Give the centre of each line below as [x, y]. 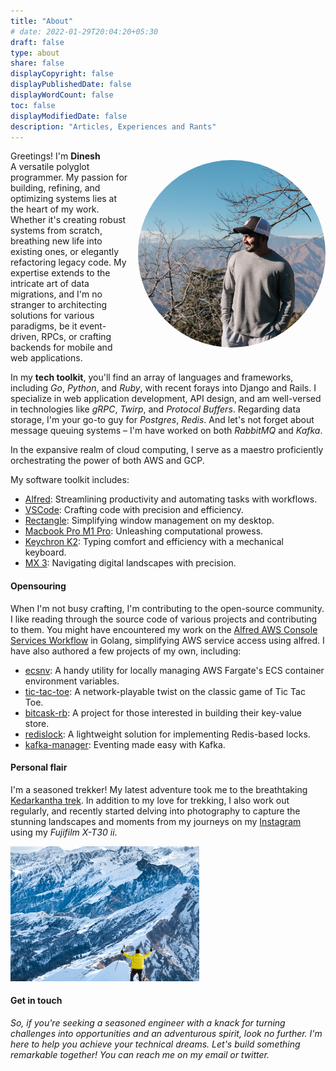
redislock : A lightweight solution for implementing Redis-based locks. [167, 734]
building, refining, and [55, 188]
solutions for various [52, 316]
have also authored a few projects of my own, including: [126, 651]
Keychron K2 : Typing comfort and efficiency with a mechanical [154, 542]
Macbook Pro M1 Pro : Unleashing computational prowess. [144, 531]
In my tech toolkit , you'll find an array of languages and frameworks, [152, 377]
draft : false [37, 42]
